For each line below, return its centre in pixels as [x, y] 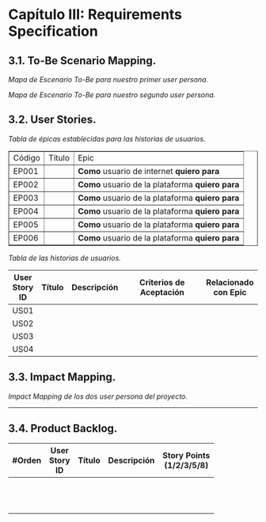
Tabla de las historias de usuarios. [65, 258]
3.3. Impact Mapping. [62, 377]
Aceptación [162, 292]
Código [27, 157]
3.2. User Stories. [52, 120]
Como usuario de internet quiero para [149, 171]
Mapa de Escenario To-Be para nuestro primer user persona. [108, 79]
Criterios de [162, 282]
